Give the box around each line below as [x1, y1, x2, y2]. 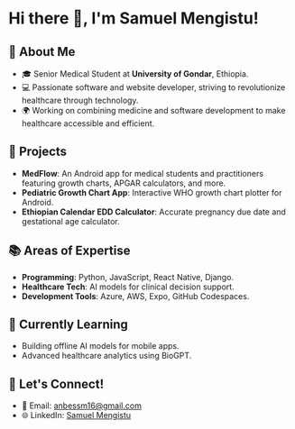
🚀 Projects [8, 144, 68, 160]
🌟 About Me [8, 44, 76, 59]
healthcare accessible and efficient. [21, 118, 155, 129]
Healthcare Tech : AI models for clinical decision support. [21, 281, 235, 292]
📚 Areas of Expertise [8, 243, 131, 259]
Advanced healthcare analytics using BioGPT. [21, 351, 192, 361]
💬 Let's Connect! [8, 376, 105, 391]
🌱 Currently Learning [8, 317, 128, 333]
